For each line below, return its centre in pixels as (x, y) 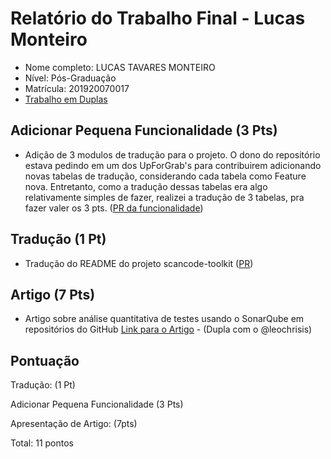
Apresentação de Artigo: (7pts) (74, 424)
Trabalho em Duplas (66, 99)
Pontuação (45, 360)
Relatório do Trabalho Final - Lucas (158, 18)
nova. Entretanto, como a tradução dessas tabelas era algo (146, 186)
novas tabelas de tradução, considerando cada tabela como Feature (165, 176)
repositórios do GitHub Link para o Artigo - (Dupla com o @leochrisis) (168, 329)
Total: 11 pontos (42, 443)
